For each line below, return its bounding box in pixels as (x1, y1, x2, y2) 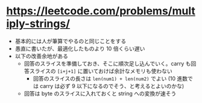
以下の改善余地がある (14, 52, 68, 59)
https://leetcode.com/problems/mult (6, 4, 196, 18)
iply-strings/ (6, 17, 71, 31)
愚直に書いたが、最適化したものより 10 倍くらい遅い (14, 45, 145, 52)
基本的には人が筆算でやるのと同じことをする (14, 37, 127, 44)
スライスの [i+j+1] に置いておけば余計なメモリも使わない (29, 67, 173, 74)
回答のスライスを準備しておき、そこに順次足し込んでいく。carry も (24, 60, 191, 67)
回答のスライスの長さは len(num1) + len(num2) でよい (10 (33, 75, 176, 82)
